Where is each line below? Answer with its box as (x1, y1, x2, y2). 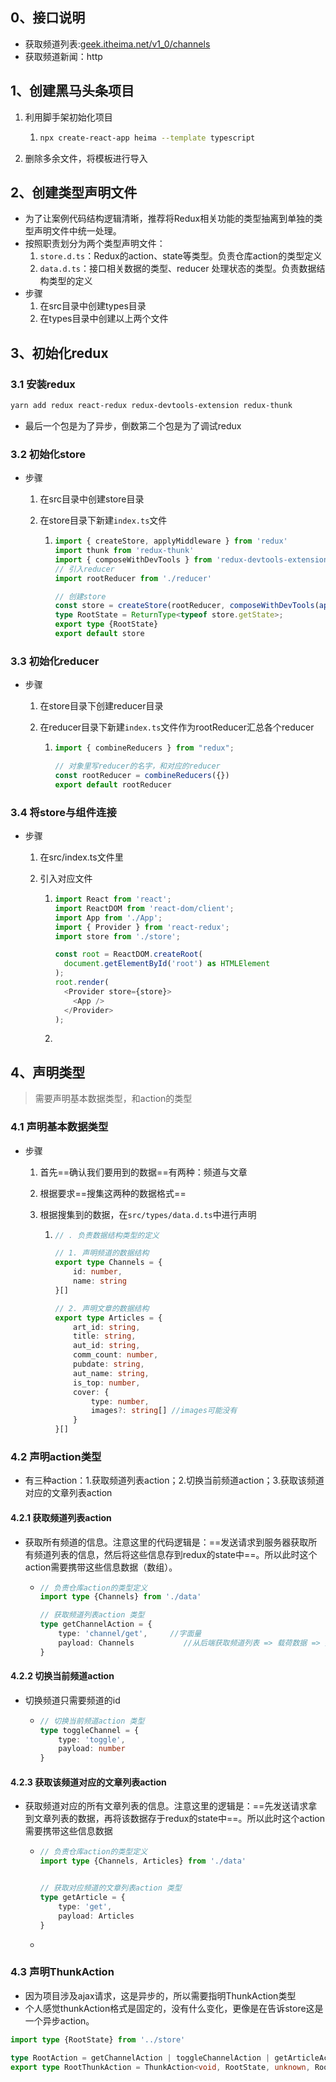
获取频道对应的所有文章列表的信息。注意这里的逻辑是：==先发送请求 (24, 1800, 309, 1812)
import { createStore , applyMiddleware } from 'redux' (54, 536, 288, 547)
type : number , (90, 1396, 150, 1407)
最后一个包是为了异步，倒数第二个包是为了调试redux (24, 419, 242, 432)
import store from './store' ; (54, 931, 181, 942)
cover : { (73, 1387, 110, 1397)
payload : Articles (58, 1911, 135, 1921)
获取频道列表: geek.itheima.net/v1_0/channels (24, 38, 211, 50)
